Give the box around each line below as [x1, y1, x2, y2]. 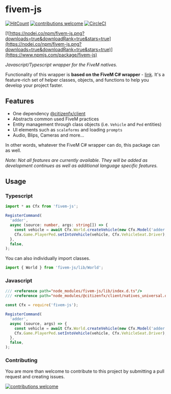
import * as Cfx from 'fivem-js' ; [5, 204, 79, 209]
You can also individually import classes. [5, 255, 91, 261]
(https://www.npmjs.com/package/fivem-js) [5, 52, 98, 58]
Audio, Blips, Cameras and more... [12, 132, 84, 138]
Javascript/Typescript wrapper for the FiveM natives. [5, 61, 118, 68]
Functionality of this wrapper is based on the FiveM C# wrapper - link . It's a [5, 71, 165, 77]
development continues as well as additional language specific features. [5, 162, 158, 169]
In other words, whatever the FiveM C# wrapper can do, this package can [5, 142, 160, 148]
